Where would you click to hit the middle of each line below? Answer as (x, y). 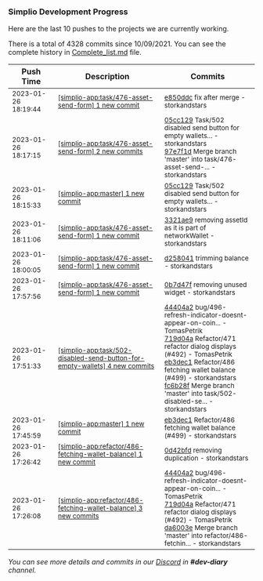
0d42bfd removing (193, 450)
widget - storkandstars (200, 293)
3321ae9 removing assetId (206, 220)
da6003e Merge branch (201, 528)
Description (107, 77)
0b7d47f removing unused (205, 285)
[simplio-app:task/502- (95, 350)
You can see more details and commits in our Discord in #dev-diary (118, 562)
